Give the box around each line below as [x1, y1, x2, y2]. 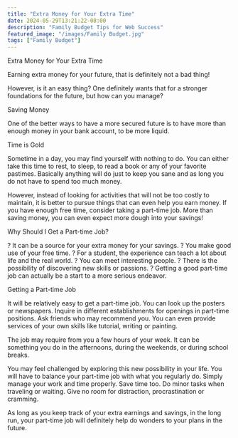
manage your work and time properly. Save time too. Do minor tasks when [7, 380, 225, 388]
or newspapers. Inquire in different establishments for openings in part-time [7, 307, 229, 316]
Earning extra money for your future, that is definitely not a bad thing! [7, 71, 210, 79]
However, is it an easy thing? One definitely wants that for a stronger [7, 84, 208, 93]
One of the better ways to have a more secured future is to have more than [7, 119, 226, 128]
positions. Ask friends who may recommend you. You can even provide [7, 314, 216, 323]
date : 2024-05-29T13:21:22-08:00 [7, 17, 107, 24]
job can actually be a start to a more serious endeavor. [7, 271, 167, 280]
